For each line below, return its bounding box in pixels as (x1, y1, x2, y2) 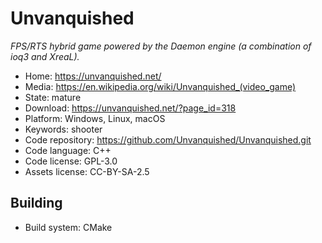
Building (10, 195, 63, 212)
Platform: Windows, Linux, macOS (24, 112, 166, 124)
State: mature (24, 91, 82, 103)
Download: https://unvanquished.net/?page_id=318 (24, 102, 237, 114)
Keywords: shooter (24, 123, 103, 135)
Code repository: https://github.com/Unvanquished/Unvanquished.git (24, 133, 312, 146)
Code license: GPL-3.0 (24, 155, 118, 167)
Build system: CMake (24, 221, 113, 233)
